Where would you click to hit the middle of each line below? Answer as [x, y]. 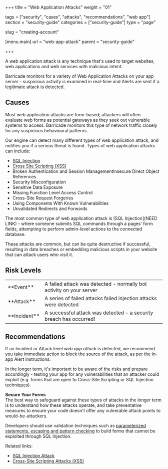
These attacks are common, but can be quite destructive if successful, [78, 244]
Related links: [19, 446]
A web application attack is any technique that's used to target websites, [80, 61]
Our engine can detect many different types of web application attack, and [82, 140]
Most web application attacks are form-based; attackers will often [73, 114]
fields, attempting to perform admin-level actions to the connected [74, 229]
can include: [18, 151]
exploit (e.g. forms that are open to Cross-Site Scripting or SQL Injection [79, 380]
